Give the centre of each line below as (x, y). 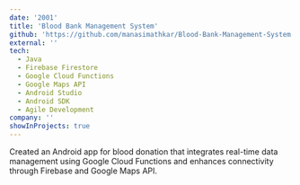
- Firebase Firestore (58, 68)
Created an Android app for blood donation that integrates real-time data (144, 152)
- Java (30, 59)
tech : (19, 51)
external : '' (34, 43)
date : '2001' (34, 18)
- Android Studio (50, 92)
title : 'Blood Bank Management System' (84, 26)
